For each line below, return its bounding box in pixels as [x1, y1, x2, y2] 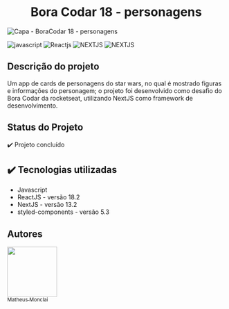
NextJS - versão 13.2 [17, 201, 77, 209]
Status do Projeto [7, 122, 84, 133]
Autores [7, 228, 43, 240]
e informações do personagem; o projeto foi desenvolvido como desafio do [7, 86, 223, 94]
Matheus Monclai [7, 297, 48, 303]
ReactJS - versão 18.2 [17, 193, 80, 201]
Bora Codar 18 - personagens [30, 4, 202, 20]
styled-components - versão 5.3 [17, 208, 109, 216]
